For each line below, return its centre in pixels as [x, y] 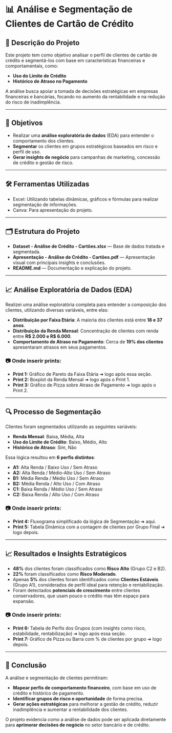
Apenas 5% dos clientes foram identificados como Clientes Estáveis [85, 580]
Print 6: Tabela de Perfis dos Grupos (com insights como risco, [79, 628]
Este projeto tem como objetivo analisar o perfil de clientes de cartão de [81, 55]
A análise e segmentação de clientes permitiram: [57, 678]
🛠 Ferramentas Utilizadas [47, 184]
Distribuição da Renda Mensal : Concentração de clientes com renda [85, 331]
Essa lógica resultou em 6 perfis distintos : [50, 457]
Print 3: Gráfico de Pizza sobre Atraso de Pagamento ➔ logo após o [84, 385]
